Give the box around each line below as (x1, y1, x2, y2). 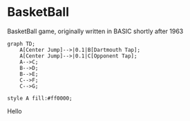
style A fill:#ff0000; (7, 95, 73, 102)
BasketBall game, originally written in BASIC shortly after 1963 (7, 27, 184, 35)
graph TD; (7, 40, 36, 47)
